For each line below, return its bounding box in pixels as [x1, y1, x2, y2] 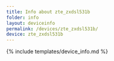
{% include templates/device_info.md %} [6, 48, 109, 55]
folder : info [6, 14, 39, 21]
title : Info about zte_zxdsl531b [6, 8, 90, 15]
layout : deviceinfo [6, 20, 55, 26]
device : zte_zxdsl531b [6, 31, 63, 37]
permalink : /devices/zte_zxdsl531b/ [6, 25, 98, 32]
